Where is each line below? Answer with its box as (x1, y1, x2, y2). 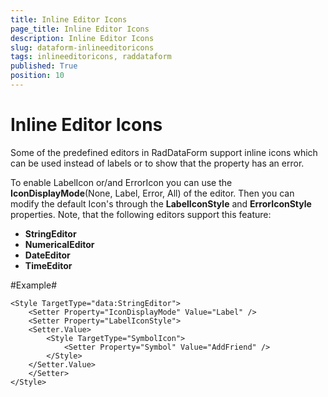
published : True (10, 61, 78, 71)
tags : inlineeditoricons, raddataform (10, 52, 172, 62)
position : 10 (10, 71, 65, 81)
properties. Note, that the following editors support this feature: (10, 208, 272, 220)
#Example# (10, 279, 58, 291)
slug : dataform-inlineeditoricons (10, 42, 155, 53)
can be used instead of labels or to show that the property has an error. (10, 157, 305, 169)
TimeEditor (24, 259, 73, 271)
